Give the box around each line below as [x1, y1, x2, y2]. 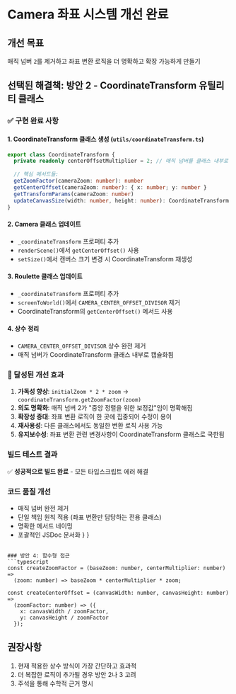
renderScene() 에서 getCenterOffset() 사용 [17, 246, 139, 254]
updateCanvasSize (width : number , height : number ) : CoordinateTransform [13, 197, 230, 204]
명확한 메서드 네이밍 [17, 521, 73, 530]
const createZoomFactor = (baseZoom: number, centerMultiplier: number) [7, 564, 226, 571]
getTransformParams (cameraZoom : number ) [13, 190, 134, 198]
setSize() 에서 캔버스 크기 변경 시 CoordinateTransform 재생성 [17, 254, 193, 263]
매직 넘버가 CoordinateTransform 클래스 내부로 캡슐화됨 [17, 351, 175, 358]
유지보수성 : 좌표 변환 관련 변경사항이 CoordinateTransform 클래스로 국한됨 [17, 430, 225, 439]
